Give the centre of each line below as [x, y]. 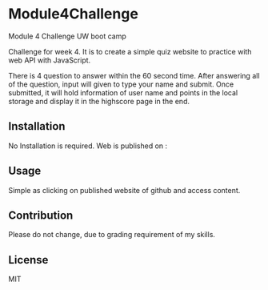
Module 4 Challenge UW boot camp [67, 36]
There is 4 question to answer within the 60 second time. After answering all [134, 75]
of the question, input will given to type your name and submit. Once [121, 84]
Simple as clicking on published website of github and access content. [124, 190]
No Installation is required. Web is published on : [88, 146]
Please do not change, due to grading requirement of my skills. [112, 235]
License [28, 260]
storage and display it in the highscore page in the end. [99, 101]
